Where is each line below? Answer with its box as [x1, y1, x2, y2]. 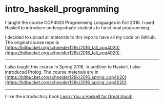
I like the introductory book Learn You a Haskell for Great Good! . [5, 93, 134, 99]
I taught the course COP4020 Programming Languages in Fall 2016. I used [5, 20, 155, 25]
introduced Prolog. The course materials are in [5, 69, 99, 75]
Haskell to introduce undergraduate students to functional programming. [5, 24, 151, 30]
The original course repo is [5, 39, 60, 45]
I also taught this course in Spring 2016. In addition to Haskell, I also [5, 63, 141, 69]
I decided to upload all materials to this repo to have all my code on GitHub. [5, 34, 156, 40]
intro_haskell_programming [5, 3, 120, 15]
